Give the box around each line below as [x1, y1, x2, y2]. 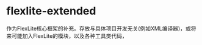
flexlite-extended [6, 4, 96, 18]
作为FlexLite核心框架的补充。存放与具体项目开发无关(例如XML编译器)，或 [6, 25, 191, 32]
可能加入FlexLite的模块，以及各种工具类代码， [11, 32, 128, 40]
